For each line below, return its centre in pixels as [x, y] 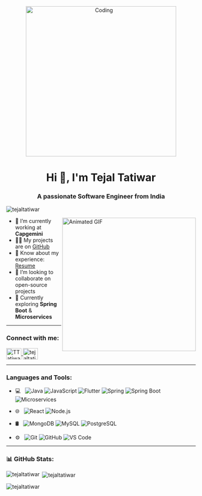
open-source [31, 285]
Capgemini [29, 234]
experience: [30, 259]
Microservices [33, 317]
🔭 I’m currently [33, 221]
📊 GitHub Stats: [30, 459]
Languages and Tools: [39, 377]
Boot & [23, 311]
